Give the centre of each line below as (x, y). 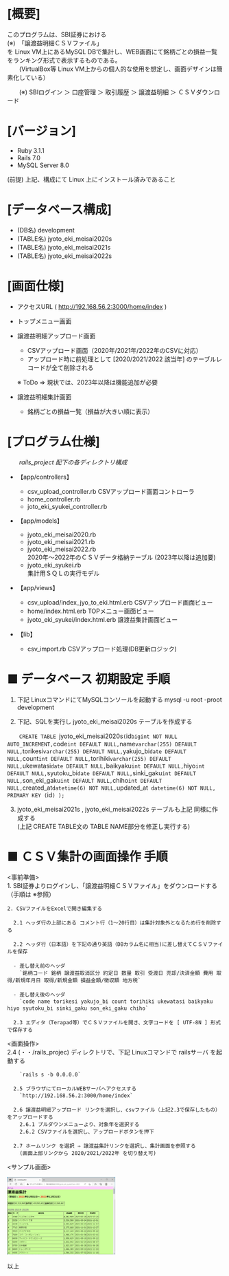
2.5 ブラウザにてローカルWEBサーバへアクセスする (75, 1089)
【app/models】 (40, 521)
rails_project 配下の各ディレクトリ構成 (73, 462)
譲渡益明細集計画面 (44, 397)
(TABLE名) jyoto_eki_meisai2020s (64, 239)
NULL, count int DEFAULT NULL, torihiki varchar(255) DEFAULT (89, 758)
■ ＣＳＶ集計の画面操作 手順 (87, 856)
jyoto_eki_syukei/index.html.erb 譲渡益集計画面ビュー (103, 619)
